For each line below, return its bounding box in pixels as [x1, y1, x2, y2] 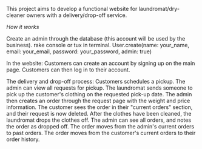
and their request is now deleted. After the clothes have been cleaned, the [6, 110, 192, 117]
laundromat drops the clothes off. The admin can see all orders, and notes [6, 116, 192, 124]
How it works [6, 24, 39, 30]
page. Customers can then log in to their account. [6, 66, 130, 73]
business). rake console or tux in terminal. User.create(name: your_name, [6, 42, 190, 48]
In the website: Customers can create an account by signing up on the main [6, 60, 195, 67]
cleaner [6, 12, 25, 19]
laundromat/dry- [138, 5, 180, 12]
